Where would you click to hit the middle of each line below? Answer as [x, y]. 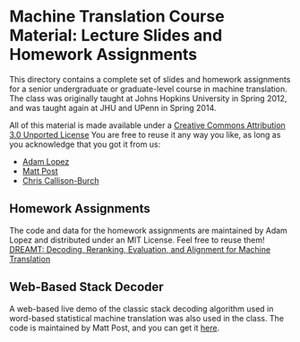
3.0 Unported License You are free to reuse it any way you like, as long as [145, 134]
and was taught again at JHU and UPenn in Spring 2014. [113, 107]
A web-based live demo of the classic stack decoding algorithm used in [141, 308]
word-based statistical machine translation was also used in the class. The [147, 318]
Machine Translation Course [117, 17]
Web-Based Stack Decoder [86, 287]
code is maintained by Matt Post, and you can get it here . [115, 328]
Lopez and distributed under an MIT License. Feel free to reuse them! [137, 240]
